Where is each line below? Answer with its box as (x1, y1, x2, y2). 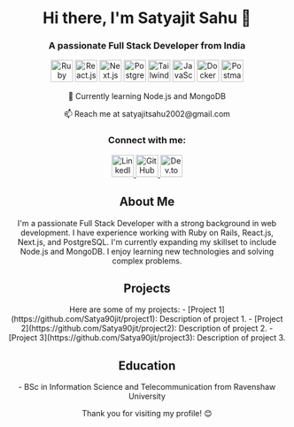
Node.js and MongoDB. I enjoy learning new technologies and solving (19, 246, 275, 256)
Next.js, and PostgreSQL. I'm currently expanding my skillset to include (17, 236, 277, 247)
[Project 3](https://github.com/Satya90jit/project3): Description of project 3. (8, 332, 286, 343)
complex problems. (112, 255, 182, 266)
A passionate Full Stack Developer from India (48, 40, 246, 52)
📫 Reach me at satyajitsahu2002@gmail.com (63, 109, 231, 119)
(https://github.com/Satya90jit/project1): (11, 314, 158, 324)
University (128, 391, 166, 401)
